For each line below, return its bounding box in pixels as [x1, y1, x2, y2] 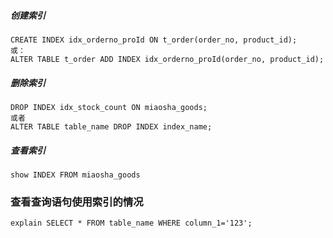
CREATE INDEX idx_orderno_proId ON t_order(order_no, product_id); [10, 35, 298, 45]
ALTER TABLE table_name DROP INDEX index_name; [10, 121, 213, 132]
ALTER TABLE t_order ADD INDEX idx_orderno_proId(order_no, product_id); [10, 54, 325, 64]
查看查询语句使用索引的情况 [10, 195, 144, 209]
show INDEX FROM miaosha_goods [10, 170, 141, 180]
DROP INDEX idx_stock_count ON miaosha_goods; [10, 102, 208, 112]
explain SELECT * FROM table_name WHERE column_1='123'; [10, 218, 253, 229]
